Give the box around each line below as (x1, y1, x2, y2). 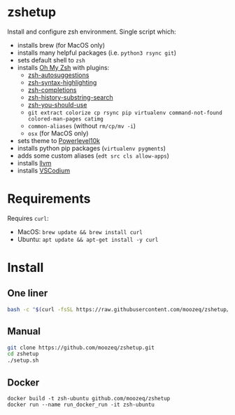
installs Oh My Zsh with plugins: (17, 63, 110, 72)
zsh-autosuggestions (27, 71, 90, 79)
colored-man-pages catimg (27, 115, 104, 123)
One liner (7, 287, 48, 299)
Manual (7, 325, 41, 337)
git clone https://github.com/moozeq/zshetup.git (7, 344, 155, 351)
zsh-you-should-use (27, 100, 87, 109)
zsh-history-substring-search (27, 93, 113, 102)
